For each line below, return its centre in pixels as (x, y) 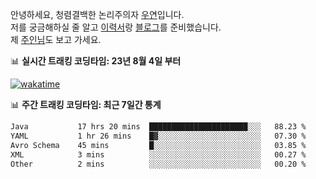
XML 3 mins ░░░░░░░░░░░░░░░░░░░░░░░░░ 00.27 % (158, 154)
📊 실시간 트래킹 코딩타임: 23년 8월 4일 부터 (96, 61)
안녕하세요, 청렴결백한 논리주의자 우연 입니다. (97, 14)
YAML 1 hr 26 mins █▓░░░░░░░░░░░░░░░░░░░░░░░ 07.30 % (158, 136)
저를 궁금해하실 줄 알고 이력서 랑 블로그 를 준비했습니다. (116, 27)
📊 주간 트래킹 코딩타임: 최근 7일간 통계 (86, 104)
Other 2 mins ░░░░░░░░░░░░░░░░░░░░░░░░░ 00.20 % (158, 164)
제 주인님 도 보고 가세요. (56, 39)
